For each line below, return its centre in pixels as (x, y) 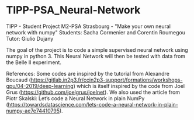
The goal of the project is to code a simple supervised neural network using (97, 50)
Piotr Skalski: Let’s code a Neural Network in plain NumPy (75, 98)
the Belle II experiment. (34, 62)
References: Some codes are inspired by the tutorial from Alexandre (88, 73)
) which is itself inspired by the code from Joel (129, 86)
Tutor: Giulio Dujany (30, 38)
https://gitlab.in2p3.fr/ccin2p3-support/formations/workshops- (107, 80)
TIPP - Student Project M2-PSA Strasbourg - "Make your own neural (89, 26)
